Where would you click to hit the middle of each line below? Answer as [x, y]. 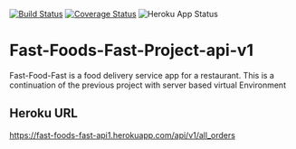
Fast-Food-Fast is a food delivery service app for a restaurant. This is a [142, 75]
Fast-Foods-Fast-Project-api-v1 [132, 51]
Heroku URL [44, 113]
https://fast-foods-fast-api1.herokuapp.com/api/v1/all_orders [122, 135]
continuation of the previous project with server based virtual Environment [148, 85]
